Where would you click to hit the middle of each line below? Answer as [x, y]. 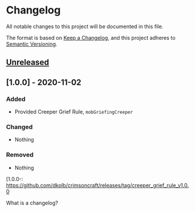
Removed [20, 155]
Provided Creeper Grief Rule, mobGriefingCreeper [74, 112]
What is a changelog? [32, 203]
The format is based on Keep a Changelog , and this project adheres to [91, 37]
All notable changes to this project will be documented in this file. [85, 26]
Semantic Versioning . [32, 44]
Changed [20, 126]
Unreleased [28, 62]
